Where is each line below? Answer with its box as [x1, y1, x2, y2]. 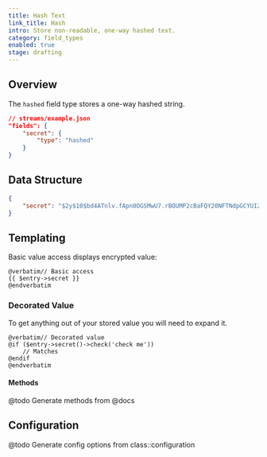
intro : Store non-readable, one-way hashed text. [8, 26, 176, 34]
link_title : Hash [8, 19, 66, 27]
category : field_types [8, 33, 83, 42]
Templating [8, 231, 66, 245]
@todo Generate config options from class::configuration [8, 440, 195, 449]
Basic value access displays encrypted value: [8, 252, 157, 262]
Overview [8, 78, 58, 91]
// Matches [22, 347, 59, 355]
